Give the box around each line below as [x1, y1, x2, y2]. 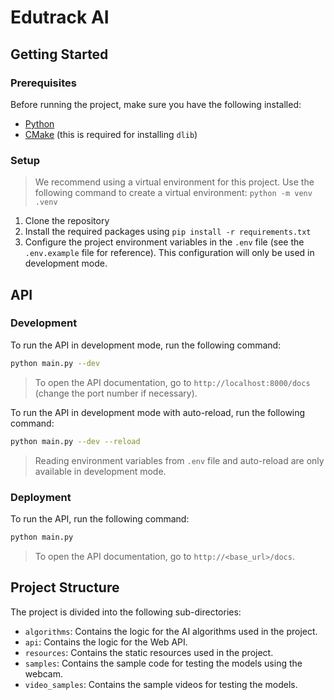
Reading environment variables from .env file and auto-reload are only [34, 454, 325, 466]
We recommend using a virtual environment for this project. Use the [34, 176, 315, 188]
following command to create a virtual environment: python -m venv [34, 187, 313, 199]
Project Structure [10, 579, 120, 596]
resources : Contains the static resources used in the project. [24, 646, 274, 658]
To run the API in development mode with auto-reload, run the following [10, 406, 306, 418]
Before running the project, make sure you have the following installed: [10, 98, 302, 110]
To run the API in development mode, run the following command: [10, 339, 282, 351]
